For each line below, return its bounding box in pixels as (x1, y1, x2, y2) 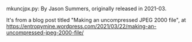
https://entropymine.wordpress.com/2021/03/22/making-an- (6, 23, 157, 30)
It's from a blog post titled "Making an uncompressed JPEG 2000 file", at (6, 17, 186, 23)
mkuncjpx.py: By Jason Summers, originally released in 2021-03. (6, 5, 167, 12)
